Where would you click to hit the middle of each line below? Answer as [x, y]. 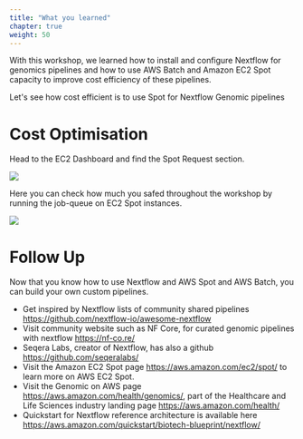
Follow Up [47, 257]
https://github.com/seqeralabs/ [80, 357]
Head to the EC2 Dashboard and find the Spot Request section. [127, 159]
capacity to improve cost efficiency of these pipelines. [110, 80]
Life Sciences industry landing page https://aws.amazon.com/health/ [151, 405]
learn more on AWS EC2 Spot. [78, 376]
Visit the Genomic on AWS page [82, 386]
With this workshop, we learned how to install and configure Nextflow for [146, 61]
